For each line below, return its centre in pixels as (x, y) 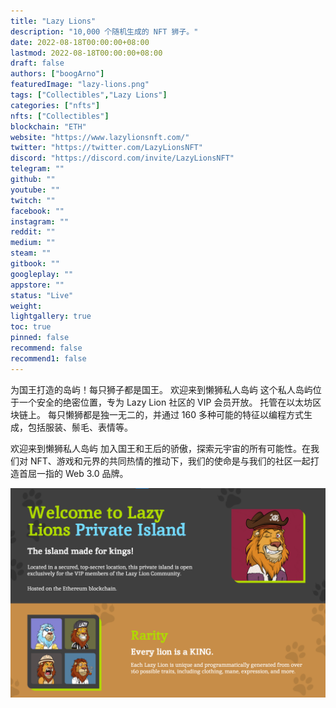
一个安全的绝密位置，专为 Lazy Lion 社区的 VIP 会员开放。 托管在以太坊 (165, 402)
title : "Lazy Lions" (53, 21)
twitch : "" (33, 200)
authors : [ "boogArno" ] (57, 74)
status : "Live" (42, 295)
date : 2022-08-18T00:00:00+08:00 (80, 42)
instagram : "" (40, 221)
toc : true (31, 327)
